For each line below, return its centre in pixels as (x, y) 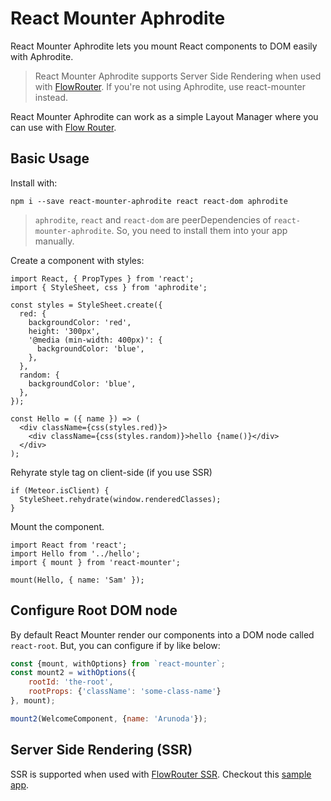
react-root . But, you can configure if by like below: (115, 645)
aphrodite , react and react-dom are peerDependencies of (153, 219)
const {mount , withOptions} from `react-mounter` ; (118, 663)
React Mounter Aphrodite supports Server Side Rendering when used (178, 76)
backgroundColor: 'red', (80, 322)
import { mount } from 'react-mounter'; (96, 562)
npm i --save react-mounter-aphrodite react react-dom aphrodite (149, 201)
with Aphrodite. (42, 56)
